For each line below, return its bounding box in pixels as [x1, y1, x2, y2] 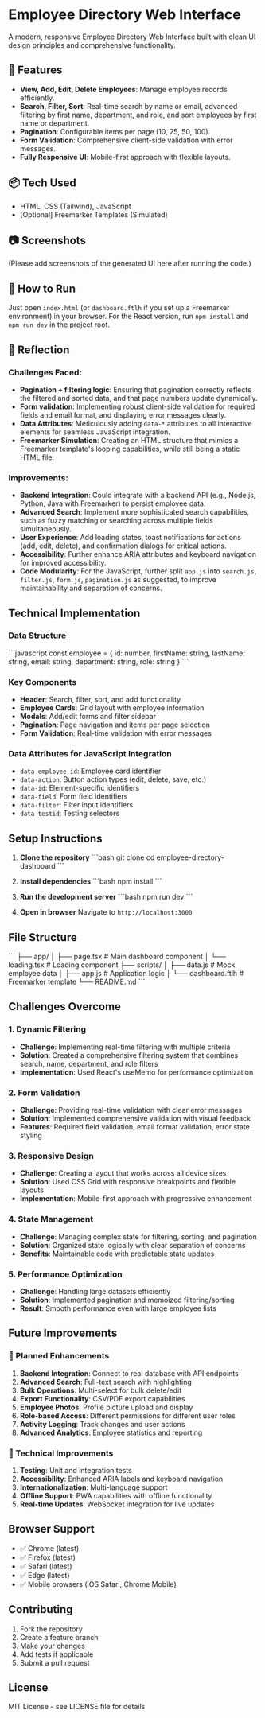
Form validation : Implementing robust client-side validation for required [19, 402, 255, 411]
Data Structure [8, 630, 67, 641]
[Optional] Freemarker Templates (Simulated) [19, 209, 169, 220]
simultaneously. [19, 524, 72, 534]
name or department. [19, 118, 90, 128]
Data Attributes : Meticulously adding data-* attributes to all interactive [19, 418, 253, 428]
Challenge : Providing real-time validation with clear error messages [19, 1106, 243, 1115]
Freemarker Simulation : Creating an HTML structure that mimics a [19, 435, 239, 445]
